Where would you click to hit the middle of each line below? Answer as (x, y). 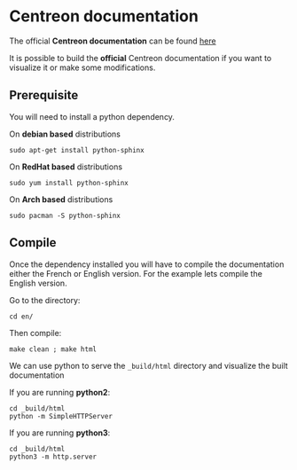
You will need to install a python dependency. (92, 116)
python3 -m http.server (53, 457)
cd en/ (21, 317)
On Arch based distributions (61, 199)
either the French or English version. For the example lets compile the (136, 273)
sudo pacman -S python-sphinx (65, 215)
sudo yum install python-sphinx (69, 183)
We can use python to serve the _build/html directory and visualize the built (148, 365)
